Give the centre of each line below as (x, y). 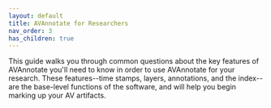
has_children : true (41, 38)
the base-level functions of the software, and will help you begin (129, 87)
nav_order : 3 (30, 31)
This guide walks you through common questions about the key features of (134, 61)
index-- (251, 78)
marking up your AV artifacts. (58, 96)
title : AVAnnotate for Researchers (69, 23)
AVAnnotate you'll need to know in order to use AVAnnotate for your (122, 70)
